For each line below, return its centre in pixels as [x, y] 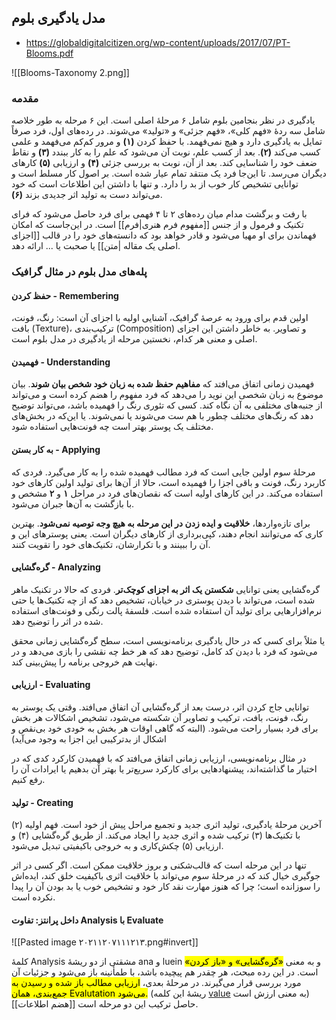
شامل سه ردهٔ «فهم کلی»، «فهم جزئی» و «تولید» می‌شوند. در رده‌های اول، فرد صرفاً [168, 131]
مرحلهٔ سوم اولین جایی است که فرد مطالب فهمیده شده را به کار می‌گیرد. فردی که [163, 472]
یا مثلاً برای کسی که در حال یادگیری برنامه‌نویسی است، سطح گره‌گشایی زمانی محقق [168, 640]
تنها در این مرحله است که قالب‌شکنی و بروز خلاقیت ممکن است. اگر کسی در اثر [159, 865]
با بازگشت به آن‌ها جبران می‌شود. [73, 503]
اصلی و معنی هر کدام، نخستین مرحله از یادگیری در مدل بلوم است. [134, 339]
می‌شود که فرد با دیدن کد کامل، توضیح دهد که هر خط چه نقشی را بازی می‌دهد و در [164, 651]
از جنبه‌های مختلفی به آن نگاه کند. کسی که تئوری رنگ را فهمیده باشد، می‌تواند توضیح [167, 405]
